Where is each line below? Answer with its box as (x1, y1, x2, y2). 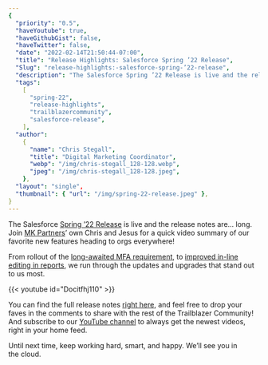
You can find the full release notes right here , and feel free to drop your (8, 300, 242, 309)
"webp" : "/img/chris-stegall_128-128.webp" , (29, 161, 180, 169)
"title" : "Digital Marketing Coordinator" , (29, 153, 177, 161)
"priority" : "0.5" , (15, 19, 81, 27)
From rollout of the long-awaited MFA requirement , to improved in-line (8, 252, 239, 261)
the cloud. (8, 349, 41, 359)
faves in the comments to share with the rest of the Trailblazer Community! (8, 308, 254, 318)
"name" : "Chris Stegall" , (29, 145, 116, 153)
